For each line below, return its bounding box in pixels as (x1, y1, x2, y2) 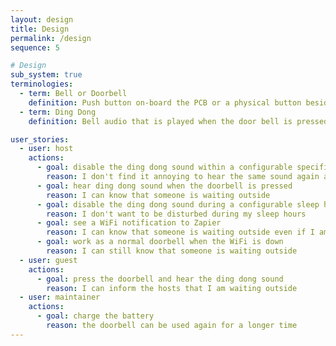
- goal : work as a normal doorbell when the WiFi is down (36, 237, 284, 247)
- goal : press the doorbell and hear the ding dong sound (36, 274, 284, 284)
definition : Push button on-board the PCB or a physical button (28, 97, 302, 108)
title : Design (10, 24, 70, 34)
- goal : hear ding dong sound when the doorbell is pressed (36, 181, 293, 191)
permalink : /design (10, 33, 92, 43)
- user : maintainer (19, 292, 101, 303)
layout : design (10, 14, 74, 25)
